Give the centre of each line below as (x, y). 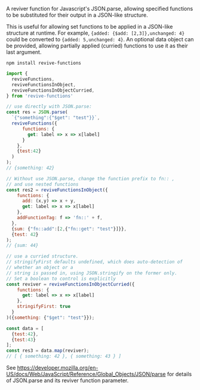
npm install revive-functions (44, 63)
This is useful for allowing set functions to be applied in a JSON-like (90, 27)
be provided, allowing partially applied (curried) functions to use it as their (97, 46)
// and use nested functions (42, 184)
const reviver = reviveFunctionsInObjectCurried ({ (70, 284)
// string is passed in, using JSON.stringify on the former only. (92, 273)
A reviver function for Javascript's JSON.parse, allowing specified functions (100, 9)
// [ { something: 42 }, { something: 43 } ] (64, 356)
